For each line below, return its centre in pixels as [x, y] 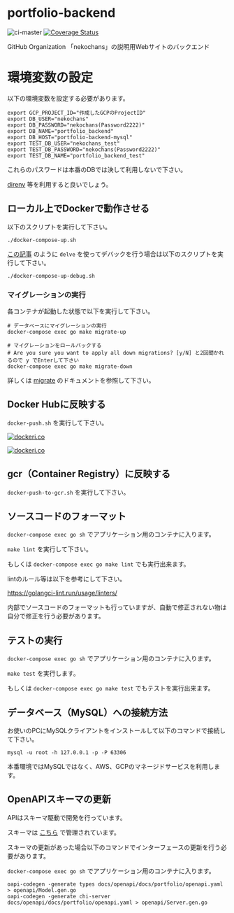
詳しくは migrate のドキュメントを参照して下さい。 [81, 380]
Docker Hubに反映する [57, 405]
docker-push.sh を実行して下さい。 [58, 423]
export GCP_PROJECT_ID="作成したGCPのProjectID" [77, 113]
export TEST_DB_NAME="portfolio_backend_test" [76, 155]
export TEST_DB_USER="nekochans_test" [64, 143]
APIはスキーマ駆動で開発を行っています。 [67, 817]
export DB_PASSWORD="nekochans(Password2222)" [76, 125]
